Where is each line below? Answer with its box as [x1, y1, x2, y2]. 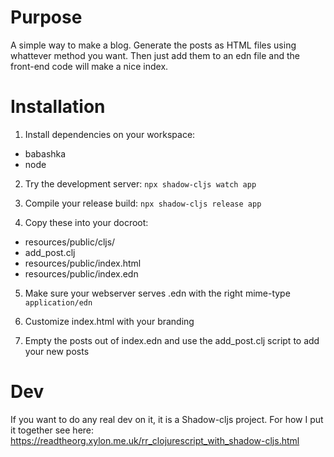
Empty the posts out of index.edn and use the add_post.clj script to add [24, 334, 320, 346]
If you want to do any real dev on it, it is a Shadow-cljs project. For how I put [10, 413, 324, 425]
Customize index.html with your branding [24, 315, 195, 327]
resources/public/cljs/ [24, 236, 116, 248]
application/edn [24, 297, 93, 308]
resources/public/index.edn [24, 267, 139, 280]
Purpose [10, 6, 83, 29]
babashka [24, 147, 67, 160]
